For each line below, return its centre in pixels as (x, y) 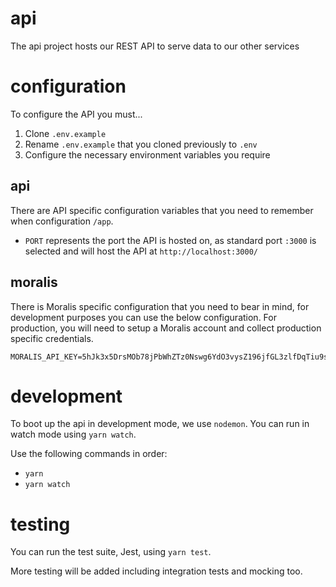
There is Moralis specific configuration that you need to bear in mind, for (160, 306)
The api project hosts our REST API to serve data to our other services (155, 46)
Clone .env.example (65, 133)
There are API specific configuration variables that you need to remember (162, 210)
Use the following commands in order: (89, 454)
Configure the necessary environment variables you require (147, 154)
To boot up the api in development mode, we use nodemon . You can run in (160, 424)
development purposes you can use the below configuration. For (143, 317)
